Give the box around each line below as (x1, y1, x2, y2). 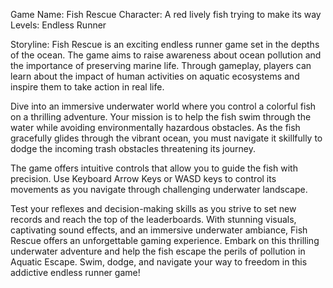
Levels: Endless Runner (10, 19, 107, 31)
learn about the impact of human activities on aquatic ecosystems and (10, 70, 300, 82)
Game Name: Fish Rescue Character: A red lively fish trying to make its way (10, 9, 322, 20)
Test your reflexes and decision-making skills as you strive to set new (10, 203, 297, 214)
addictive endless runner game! (10, 267, 141, 278)
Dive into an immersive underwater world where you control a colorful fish (10, 100, 317, 112)
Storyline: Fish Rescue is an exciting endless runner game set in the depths (10, 39, 320, 50)
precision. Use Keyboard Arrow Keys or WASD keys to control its (10, 173, 277, 184)
